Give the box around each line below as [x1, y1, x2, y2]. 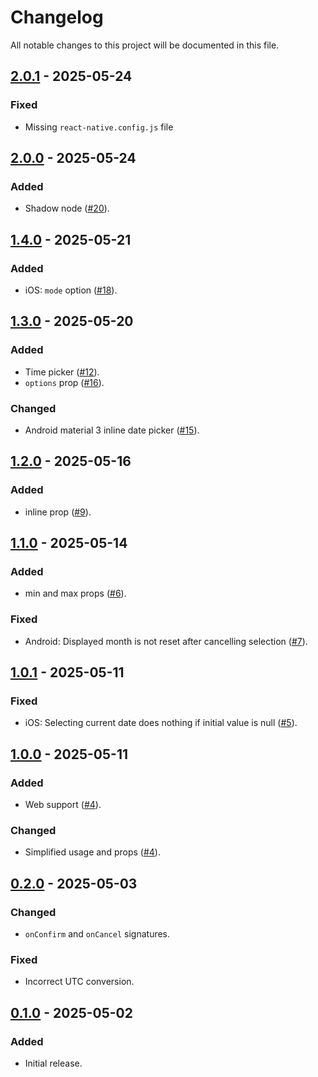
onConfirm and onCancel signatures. [24, 928, 171, 940]
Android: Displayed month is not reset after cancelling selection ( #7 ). [24, 635, 308, 647]
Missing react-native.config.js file [24, 121, 174, 133]
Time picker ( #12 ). [24, 366, 100, 378]
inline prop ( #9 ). [24, 506, 92, 518]
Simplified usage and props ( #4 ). [24, 846, 161, 858]
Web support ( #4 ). [24, 799, 102, 811]
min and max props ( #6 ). [24, 587, 127, 600]
